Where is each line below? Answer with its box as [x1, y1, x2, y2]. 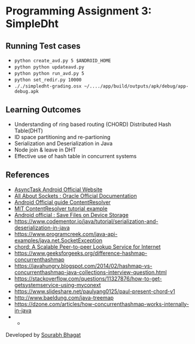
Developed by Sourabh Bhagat [5, 331, 81, 338]
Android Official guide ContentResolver [14, 198, 111, 206]
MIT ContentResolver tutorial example [14, 205, 108, 212]
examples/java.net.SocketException [14, 237, 103, 244]
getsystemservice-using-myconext [14, 281, 101, 288]
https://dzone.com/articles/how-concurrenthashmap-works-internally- [14, 300, 190, 307]
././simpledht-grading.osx [14, 83, 82, 89]
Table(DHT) [14, 127, 43, 134]
